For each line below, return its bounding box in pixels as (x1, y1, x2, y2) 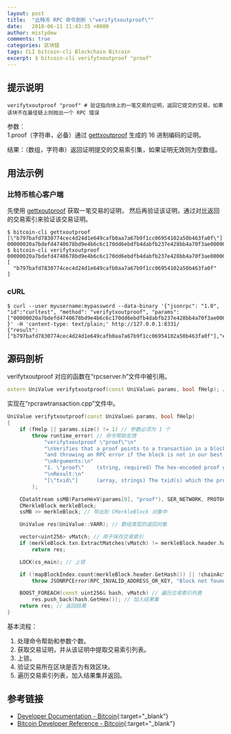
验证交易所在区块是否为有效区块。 (16, 663, 114, 671)
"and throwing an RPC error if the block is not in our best (43, 452, 223, 458)
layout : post (7, 10, 45, 17)
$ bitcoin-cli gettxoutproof (7, 229, 91, 236)
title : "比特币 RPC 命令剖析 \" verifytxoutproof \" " (7, 16, 155, 23)
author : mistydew (7, 29, 57, 36)
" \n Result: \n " (43, 471, 85, 478)
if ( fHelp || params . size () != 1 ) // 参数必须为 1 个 (19, 425, 170, 433)
